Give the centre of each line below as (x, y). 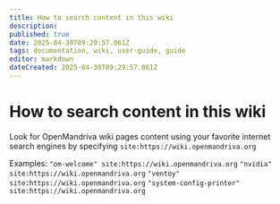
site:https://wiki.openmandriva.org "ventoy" (95, 174)
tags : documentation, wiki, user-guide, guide (98, 51)
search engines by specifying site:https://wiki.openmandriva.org (133, 146)
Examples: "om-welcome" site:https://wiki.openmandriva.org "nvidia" (141, 163)
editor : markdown (42, 59)
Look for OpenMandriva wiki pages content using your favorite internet (140, 136)
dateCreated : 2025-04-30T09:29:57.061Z (84, 68)
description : (34, 26)
